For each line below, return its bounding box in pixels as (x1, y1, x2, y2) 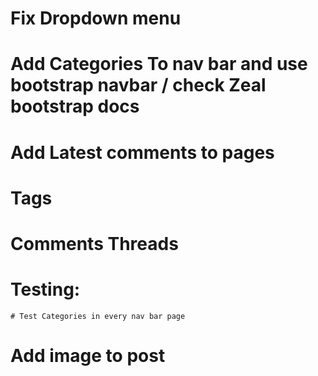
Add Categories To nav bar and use (10, 53, 308, 76)
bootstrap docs (10, 95, 140, 118)
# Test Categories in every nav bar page (10, 311, 186, 321)
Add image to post (10, 345, 166, 367)
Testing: (10, 278, 81, 301)
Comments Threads (10, 232, 179, 255)
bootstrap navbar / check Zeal (10, 74, 267, 97)
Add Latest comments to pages (10, 141, 275, 164)
